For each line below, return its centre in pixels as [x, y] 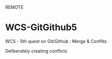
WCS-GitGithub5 [41, 27]
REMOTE [14, 7]
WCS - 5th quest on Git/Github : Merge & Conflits [56, 41]
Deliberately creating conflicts [36, 51]
